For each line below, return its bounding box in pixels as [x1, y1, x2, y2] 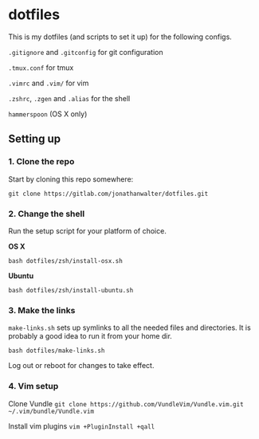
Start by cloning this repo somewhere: [8, 174, 134, 184]
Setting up [8, 132, 61, 146]
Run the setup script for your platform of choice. [8, 225, 167, 236]
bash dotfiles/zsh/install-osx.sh [8, 257, 124, 265]
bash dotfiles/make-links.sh [8, 347, 105, 355]
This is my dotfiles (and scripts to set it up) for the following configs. [8, 32, 233, 41]
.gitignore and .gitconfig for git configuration [8, 47, 163, 57]
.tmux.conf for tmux [8, 62, 74, 73]
